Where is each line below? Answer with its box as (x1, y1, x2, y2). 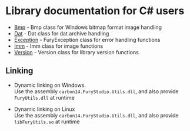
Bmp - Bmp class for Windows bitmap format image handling (14, 24, 162, 31)
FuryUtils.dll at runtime (14, 94, 75, 101)
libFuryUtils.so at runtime (14, 118, 80, 125)
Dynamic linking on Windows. (14, 81, 86, 89)
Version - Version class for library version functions (14, 48, 139, 55)
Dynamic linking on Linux (14, 105, 75, 113)
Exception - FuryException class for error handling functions (14, 36, 161, 43)
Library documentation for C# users (5, 4, 185, 18)
